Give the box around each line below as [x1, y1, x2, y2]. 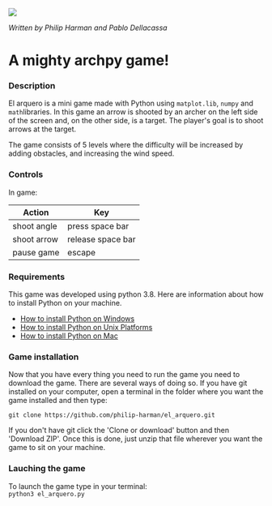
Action [23, 207, 49, 218]
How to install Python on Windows [19, 314, 135, 324]
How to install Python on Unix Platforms [19, 323, 153, 332]
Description [8, 80, 56, 92]
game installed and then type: [8, 396, 108, 405]
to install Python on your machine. [8, 298, 122, 308]
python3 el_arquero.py [8, 490, 85, 498]
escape [67, 247, 96, 258]
